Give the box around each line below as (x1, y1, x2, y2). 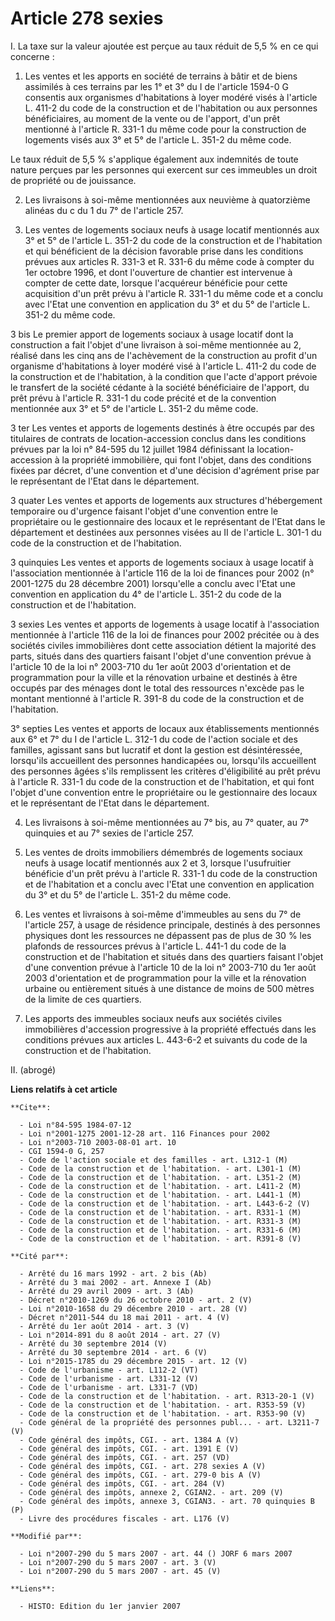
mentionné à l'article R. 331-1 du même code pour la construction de (24, 123, 307, 135)
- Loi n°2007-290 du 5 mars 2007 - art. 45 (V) (19, 1566, 222, 1576)
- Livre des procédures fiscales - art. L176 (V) (19, 1513, 230, 1524)
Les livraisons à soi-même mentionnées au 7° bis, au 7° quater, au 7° (24, 816, 310, 828)
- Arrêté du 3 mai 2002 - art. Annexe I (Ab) (19, 1277, 213, 1287)
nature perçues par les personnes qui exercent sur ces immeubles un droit (10, 163, 318, 176)
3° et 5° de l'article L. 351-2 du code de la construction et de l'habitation (24, 234, 323, 246)
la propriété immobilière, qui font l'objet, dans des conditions (61, 453, 312, 466)
